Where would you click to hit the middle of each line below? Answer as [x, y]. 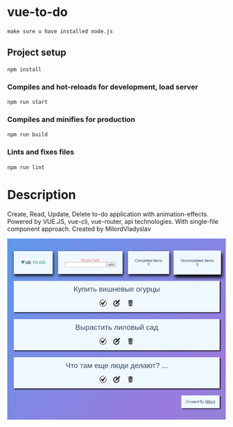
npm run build [28, 135]
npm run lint [26, 167]
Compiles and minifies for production [71, 119]
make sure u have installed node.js [60, 31]
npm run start [28, 102]
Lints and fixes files [41, 152]
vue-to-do [37, 12]
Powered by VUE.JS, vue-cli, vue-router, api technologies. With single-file [113, 221]
